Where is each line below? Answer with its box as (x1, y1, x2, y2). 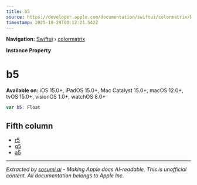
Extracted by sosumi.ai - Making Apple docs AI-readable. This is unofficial (6, 166, 186, 173)
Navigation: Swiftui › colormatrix (6, 36, 86, 43)
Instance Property (6, 47, 52, 54)
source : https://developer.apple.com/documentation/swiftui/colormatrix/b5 (6, 14, 195, 20)
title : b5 (6, 8, 30, 15)
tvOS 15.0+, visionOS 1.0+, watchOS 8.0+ (6, 93, 106, 100)
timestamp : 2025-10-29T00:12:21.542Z (6, 19, 98, 25)
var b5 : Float (6, 105, 41, 110)
